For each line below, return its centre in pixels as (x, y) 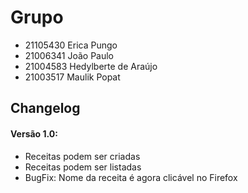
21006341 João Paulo (69, 55)
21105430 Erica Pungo (71, 45)
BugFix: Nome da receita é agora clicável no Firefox (131, 177)
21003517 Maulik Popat (72, 77)
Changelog (45, 108)
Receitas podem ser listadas (83, 167)
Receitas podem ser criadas (82, 156)
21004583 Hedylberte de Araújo (91, 66)
